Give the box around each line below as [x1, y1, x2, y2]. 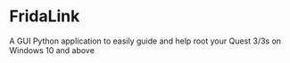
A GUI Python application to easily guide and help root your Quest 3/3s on [9, 35, 282, 46]
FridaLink [9, 6, 80, 27]
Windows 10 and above [9, 44, 95, 55]
